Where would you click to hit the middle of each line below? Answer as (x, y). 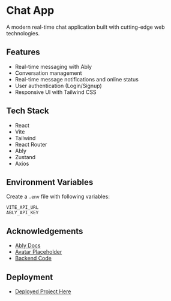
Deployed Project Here (43, 291)
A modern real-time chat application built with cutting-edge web (85, 27)
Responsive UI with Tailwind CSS (56, 92)
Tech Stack (28, 111)
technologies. (23, 33)
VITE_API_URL (22, 208)
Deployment (30, 277)
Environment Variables (50, 182)
